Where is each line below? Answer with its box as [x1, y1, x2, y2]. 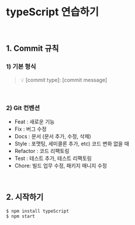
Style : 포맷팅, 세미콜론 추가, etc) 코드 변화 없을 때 [14, 140, 130, 147]
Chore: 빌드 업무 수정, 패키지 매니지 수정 [14, 162, 107, 169]
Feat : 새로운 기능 [14, 118, 55, 125]
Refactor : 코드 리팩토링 [14, 147, 70, 154]
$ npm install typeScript [6, 208, 69, 214]
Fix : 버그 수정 [14, 125, 47, 132]
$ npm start [6, 213, 35, 219]
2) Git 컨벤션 [6, 104, 40, 112]
